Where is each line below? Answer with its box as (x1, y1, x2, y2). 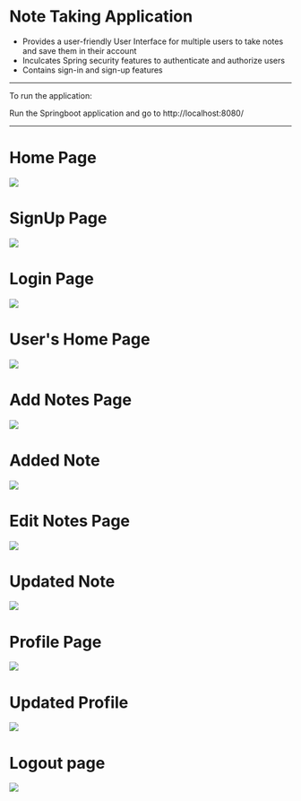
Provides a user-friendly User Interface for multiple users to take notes (21, 36, 284, 47)
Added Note (9, 450, 100, 470)
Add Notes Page (9, 389, 133, 410)
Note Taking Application (9, 6, 193, 27)
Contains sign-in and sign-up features (21, 65, 163, 75)
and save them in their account (21, 45, 137, 56)
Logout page (9, 753, 106, 773)
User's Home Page (9, 329, 150, 349)
